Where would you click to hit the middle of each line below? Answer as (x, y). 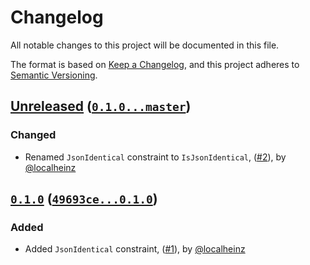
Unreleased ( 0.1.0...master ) (101, 106)
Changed (33, 135)
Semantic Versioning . (54, 75)
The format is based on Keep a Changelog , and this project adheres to (155, 64)
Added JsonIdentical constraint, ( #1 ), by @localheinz (135, 249)
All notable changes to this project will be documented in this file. (145, 45)
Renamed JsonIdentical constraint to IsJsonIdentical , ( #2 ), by (155, 157)
